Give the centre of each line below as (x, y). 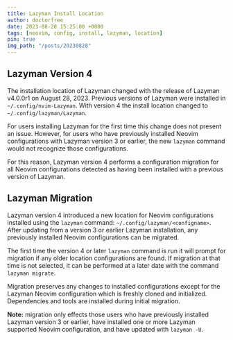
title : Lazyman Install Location (55, 14)
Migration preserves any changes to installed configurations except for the (114, 286)
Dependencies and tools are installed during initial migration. (94, 301)
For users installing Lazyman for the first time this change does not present (114, 126)
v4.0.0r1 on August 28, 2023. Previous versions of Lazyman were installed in (116, 98)
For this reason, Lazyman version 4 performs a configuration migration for (113, 162)
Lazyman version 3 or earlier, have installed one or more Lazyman (101, 322)
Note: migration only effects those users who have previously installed (108, 314)
